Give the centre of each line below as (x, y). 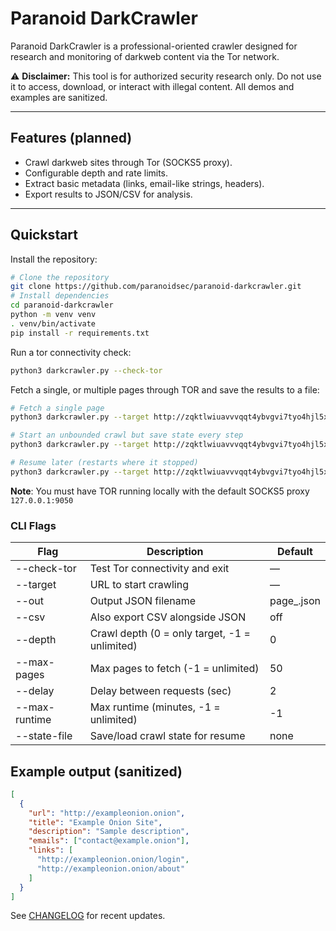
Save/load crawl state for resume (167, 736)
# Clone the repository (60, 277)
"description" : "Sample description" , (109, 832)
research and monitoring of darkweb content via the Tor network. (145, 56)
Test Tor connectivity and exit (159, 569)
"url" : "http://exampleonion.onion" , (107, 813)
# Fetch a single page (57, 408)
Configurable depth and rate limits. (96, 173)
